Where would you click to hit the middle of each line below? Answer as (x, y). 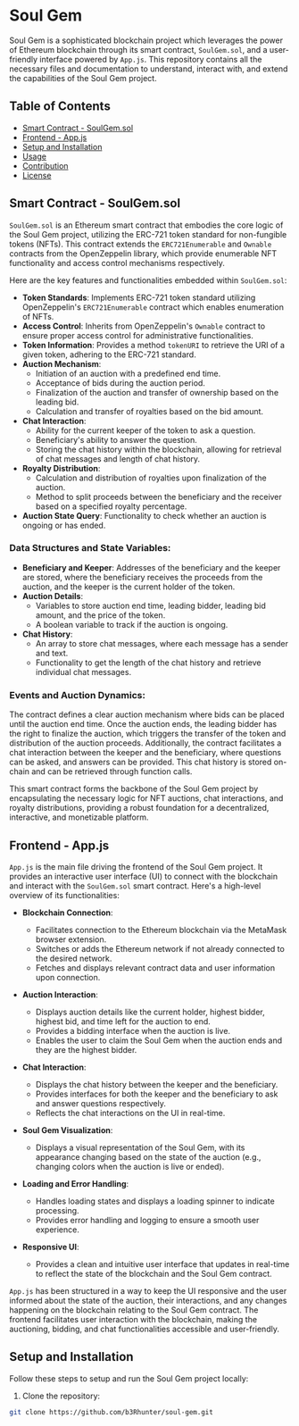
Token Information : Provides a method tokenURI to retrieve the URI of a (154, 345)
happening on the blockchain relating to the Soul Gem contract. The (134, 1310)
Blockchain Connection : (67, 913)
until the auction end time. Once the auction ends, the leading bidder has (143, 724)
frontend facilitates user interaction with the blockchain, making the (133, 1319)
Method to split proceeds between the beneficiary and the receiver (159, 496)
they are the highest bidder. (86, 1049)
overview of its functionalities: (65, 895)
